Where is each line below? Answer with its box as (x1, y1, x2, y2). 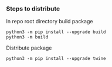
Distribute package (6, 44, 52, 51)
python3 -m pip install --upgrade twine (6, 56, 107, 62)
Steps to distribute (6, 5, 60, 13)
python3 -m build (6, 34, 49, 40)
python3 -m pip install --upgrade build (6, 29, 107, 35)
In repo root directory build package (6, 18, 93, 25)
